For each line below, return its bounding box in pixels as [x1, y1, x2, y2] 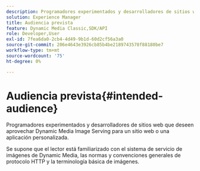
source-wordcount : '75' [6, 53, 65, 59]
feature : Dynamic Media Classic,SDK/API [6, 25, 108, 31]
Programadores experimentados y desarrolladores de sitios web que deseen [6, 121, 194, 128]
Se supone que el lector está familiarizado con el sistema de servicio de [6, 145, 183, 153]
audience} [6, 102, 58, 115]
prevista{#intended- [60, 89, 164, 103]
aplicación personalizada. [6, 134, 69, 141]
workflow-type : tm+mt [6, 47, 60, 53]
